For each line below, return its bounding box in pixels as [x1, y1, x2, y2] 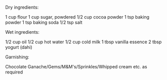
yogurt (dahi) [5, 44, 33, 50]
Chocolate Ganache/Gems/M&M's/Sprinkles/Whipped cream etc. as [5, 64, 148, 69]
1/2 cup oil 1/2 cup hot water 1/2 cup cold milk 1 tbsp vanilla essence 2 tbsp [5, 39, 162, 45]
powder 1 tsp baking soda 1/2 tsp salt [5, 20, 82, 25]
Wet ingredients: [5, 29, 39, 35]
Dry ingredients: [5, 5, 39, 10]
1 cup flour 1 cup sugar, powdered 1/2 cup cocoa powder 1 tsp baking [5, 14, 150, 20]
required [5, 69, 23, 75]
